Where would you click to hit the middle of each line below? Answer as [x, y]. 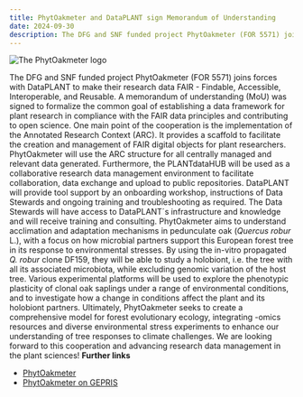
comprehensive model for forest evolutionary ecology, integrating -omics [145, 318]
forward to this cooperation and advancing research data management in [145, 346]
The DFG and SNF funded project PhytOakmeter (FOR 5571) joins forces [143, 78]
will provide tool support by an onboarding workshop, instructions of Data [147, 193]
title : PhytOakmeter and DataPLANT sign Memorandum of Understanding [143, 18]
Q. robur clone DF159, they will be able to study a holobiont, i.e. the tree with [151, 260]
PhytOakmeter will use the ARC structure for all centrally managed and [141, 154]
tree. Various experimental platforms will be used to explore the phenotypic [149, 279]
